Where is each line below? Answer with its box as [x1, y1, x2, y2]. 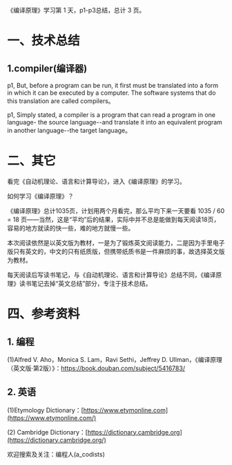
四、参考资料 [7, 307, 81, 322]
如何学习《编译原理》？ [7, 192, 74, 200]
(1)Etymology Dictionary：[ [7, 405, 84, 414]
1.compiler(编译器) [7, 62, 88, 74]
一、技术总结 [7, 33, 81, 48]
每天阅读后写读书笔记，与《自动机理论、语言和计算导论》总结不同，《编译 [7, 271, 216, 279]
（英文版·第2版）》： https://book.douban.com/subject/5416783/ [7, 364, 185, 372]
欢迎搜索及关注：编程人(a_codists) [7, 450, 106, 458]
